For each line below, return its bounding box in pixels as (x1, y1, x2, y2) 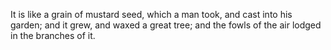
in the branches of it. (10, 30, 96, 41)
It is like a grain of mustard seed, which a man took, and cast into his (10, 9, 293, 20)
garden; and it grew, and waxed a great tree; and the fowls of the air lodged (10, 19, 322, 31)
